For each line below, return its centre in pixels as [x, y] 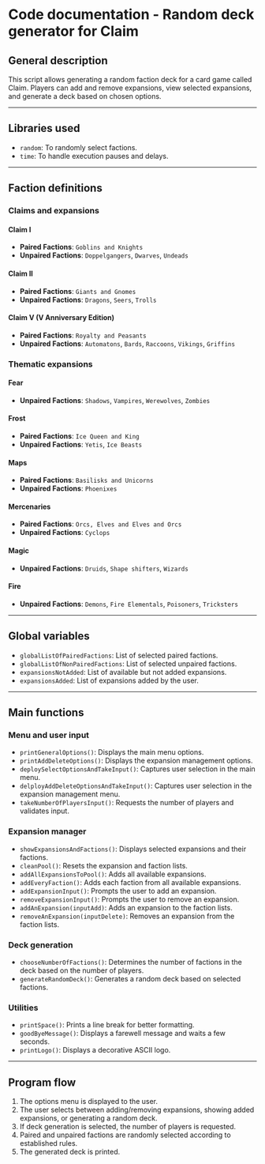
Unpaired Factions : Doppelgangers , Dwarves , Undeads [104, 255]
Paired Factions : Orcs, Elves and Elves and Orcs [101, 524]
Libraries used [44, 128]
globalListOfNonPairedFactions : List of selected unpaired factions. [128, 663]
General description [58, 60]
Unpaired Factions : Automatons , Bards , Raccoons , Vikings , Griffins [127, 343]
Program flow [42, 1082]
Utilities [23, 1008]
